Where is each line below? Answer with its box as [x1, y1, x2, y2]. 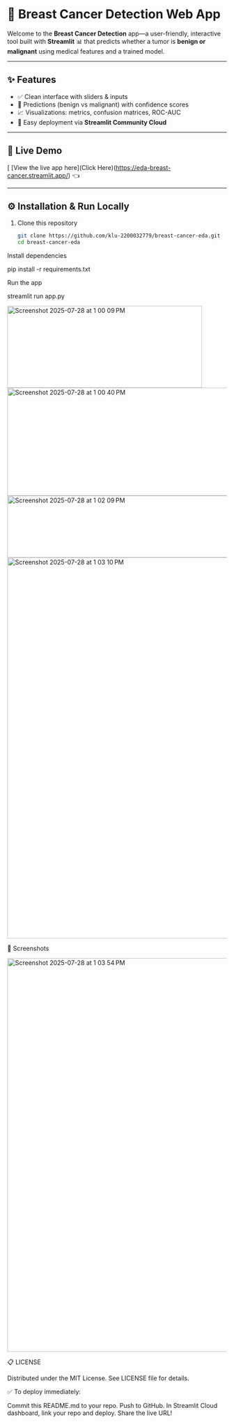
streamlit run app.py [7, 292, 65, 300]
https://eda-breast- [116, 163, 171, 171]
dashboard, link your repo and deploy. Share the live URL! [7, 1409, 173, 1417]
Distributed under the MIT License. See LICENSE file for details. [7, 1374, 189, 1382]
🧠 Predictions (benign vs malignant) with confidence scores [17, 100, 189, 109]
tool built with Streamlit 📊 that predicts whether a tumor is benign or [7, 37, 206, 45]
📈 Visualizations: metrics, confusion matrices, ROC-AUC [17, 108, 181, 116]
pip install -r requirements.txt [7, 265, 91, 274]
